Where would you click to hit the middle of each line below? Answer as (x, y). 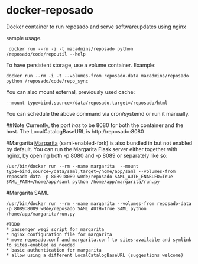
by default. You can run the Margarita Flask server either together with (92, 149)
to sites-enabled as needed (41, 245)
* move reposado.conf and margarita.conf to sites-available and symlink (99, 240)
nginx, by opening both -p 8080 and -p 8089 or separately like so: (87, 155)
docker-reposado (50, 10)
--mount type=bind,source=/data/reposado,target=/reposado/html (87, 103)
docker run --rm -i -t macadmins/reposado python (71, 49)
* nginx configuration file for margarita (59, 234)
